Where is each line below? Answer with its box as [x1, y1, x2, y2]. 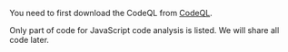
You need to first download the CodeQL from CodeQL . [9, 8, 214, 18]
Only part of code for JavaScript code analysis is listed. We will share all [9, 25, 280, 35]
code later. [9, 35, 50, 45]
